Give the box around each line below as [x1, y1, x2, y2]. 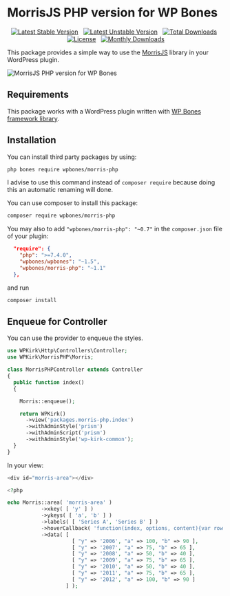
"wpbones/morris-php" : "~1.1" [19, 264, 107, 271]
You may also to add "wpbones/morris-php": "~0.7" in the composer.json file [7, 225, 222, 233]
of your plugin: [7, 232, 49, 240]
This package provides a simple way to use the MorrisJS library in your [7, 48, 209, 56]
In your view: [7, 461, 44, 469]
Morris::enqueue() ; [19, 398, 76, 405]
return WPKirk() [19, 410, 67, 417]
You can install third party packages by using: [7, 153, 137, 161]
